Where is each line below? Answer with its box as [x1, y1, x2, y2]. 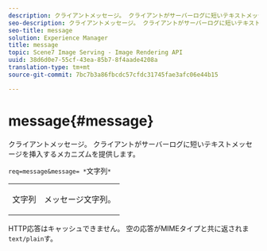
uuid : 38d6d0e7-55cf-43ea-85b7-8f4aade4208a [8, 56, 158, 64]
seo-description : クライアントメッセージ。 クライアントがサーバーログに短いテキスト [8, 19, 261, 27]
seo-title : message [8, 26, 73, 34]
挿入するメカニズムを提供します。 [29, 149, 141, 159]
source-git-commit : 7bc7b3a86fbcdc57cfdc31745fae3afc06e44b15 [8, 71, 219, 79]
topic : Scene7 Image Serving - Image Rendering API [8, 48, 183, 56]
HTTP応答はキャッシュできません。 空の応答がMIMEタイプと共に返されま [8, 223, 250, 233]
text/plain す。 [8, 234, 58, 243]
